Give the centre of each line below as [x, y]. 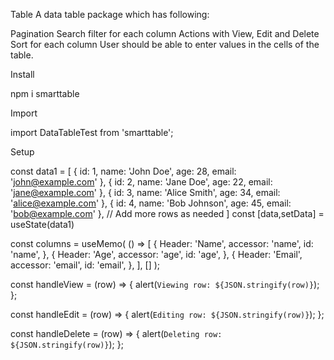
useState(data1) [42, 224]
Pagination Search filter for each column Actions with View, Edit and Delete [165, 33]
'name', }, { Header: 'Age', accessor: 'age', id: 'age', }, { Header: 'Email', [156, 254]
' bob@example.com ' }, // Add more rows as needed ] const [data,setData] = [167, 213]
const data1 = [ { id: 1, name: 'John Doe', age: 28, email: [123, 171]
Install [22, 74]
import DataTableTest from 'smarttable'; [92, 132]
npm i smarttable [45, 93]
